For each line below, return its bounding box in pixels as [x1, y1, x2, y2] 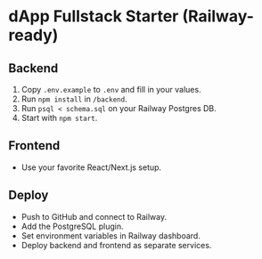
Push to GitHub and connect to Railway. [20, 211, 168, 222]
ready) [8, 25, 59, 45]
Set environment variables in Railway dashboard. [20, 230, 201, 241]
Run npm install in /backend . [20, 93, 127, 104]
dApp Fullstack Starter [8, 6, 179, 27]
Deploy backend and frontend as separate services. [20, 239, 212, 250]
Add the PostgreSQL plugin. [20, 221, 124, 231]
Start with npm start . [20, 113, 98, 123]
